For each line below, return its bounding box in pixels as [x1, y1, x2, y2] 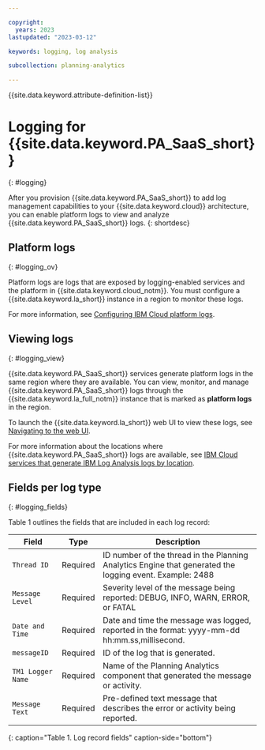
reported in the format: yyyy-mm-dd [102, 624, 241, 635]
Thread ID [12, 560, 49, 569]
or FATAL [102, 601, 136, 612]
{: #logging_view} [8, 353, 65, 363]
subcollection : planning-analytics [8, 62, 125, 70]
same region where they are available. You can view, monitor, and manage [8, 377, 250, 386]
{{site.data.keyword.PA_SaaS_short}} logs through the [8, 385, 184, 395]
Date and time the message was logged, [102, 614, 252, 625]
